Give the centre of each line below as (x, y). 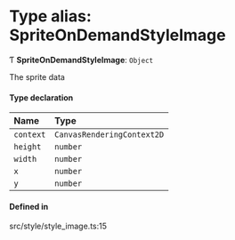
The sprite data (37, 76)
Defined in (29, 206)
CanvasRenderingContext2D (109, 135)
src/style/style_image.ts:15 (58, 226)
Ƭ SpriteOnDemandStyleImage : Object (81, 60)
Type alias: (50, 16)
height (28, 147)
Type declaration (41, 97)
